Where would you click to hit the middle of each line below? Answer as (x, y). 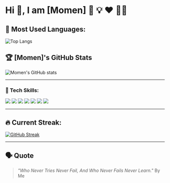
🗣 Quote (19, 156)
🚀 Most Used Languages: (46, 29)
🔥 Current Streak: (33, 122)
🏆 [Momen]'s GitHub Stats (49, 58)
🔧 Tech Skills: (22, 90)
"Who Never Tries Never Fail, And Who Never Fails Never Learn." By (89, 170)
